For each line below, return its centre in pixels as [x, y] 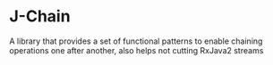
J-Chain [40, 16]
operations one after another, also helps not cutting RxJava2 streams [136, 50]
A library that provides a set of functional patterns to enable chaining [136, 41]
